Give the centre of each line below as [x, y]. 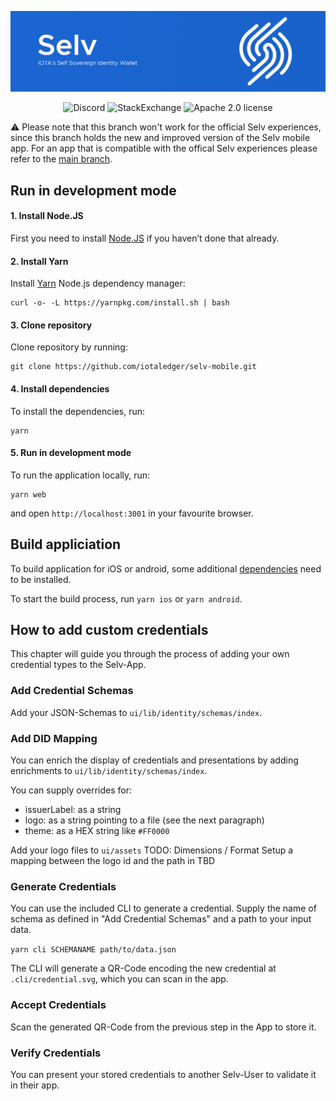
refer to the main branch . [61, 159]
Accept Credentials [58, 1005]
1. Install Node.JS [47, 216]
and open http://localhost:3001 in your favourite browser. [132, 513]
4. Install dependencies [60, 389]
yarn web [28, 494]
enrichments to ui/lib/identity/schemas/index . [109, 771]
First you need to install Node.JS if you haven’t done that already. [145, 238]
